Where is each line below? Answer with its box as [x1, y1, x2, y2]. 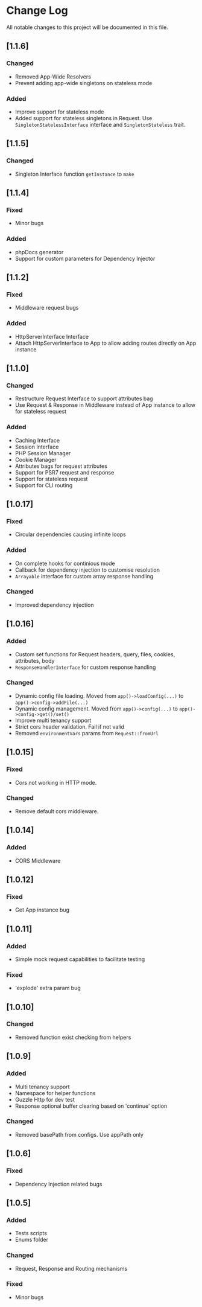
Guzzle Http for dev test [14, 1096, 75, 1103]
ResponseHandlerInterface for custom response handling [14, 663, 156, 671]
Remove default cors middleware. [14, 807, 99, 815]
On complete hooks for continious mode [14, 560, 116, 567]
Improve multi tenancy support [14, 717, 92, 724]
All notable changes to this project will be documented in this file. [6, 24, 169, 31]
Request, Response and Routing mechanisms [14, 1265, 128, 1272]
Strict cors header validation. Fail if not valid [14, 723, 125, 730]
